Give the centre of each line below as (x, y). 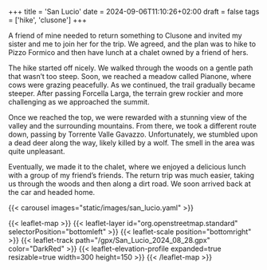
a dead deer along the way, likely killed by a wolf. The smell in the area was (132, 143)
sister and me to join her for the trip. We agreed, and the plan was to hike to (132, 44)
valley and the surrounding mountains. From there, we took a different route (132, 126)
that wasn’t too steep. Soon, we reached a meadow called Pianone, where (130, 76)
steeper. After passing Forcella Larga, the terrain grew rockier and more (126, 93)
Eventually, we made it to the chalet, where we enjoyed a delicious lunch (127, 167)
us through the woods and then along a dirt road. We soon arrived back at (130, 184)
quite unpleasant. (37, 151)
